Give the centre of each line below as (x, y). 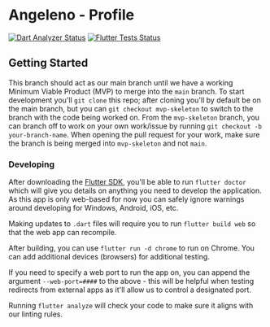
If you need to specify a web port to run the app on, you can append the (129, 272)
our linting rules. (36, 314)
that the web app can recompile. (63, 233)
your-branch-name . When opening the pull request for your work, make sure (134, 134)
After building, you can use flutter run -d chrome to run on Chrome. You (131, 248)
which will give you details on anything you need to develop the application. (135, 191)
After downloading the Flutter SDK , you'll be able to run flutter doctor (127, 182)
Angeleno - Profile (72, 15)
